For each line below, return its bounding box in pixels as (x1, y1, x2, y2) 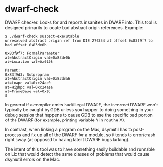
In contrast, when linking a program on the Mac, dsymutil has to (5, 126, 132, 132)
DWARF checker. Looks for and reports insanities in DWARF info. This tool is (5, 19, 157, 25)
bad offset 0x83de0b (5, 42, 47, 47)
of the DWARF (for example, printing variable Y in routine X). (5, 117, 126, 123)
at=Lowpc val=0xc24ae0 (5, 80, 51, 85)
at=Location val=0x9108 (5, 59, 53, 64)
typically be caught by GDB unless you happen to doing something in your (5, 106, 154, 112)
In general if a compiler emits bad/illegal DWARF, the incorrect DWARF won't (5, 102, 158, 107)
